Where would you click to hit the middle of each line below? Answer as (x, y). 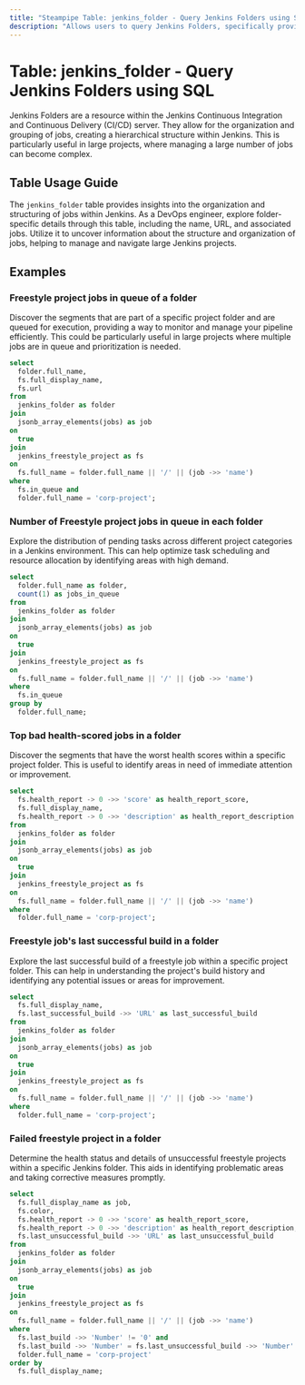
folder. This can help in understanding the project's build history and (137, 970)
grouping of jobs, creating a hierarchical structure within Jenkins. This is (144, 135)
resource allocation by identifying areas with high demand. (119, 560)
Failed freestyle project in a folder (85, 1138)
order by (26, 1363)
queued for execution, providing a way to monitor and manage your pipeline (151, 327)
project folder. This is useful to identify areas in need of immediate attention (151, 765)
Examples (38, 272)
